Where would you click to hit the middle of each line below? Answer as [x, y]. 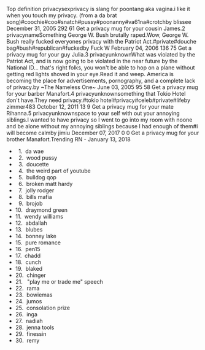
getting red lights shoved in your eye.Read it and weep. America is [90, 74]
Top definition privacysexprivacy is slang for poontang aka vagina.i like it [98, 9]
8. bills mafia [35, 197]
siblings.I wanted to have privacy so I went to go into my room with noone [99, 120]
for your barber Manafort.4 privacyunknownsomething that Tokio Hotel [96, 94]
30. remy [27, 340]
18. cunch [28, 262]
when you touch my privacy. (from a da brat [62, 15]
